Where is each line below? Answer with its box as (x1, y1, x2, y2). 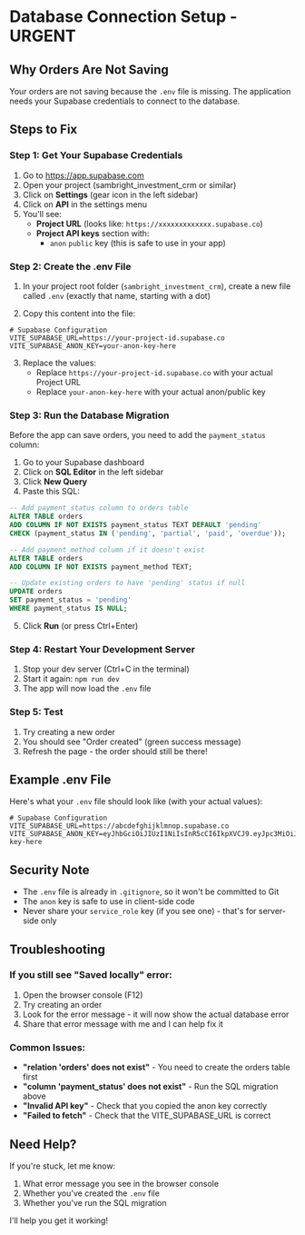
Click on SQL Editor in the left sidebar (22, 466, 164, 478)
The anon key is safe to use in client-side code (22, 896, 195, 907)
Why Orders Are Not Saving (9, 62, 170, 77)
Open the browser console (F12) (22, 989, 143, 1001)
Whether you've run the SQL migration (22, 1197, 167, 1208)
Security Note (9, 862, 90, 878)
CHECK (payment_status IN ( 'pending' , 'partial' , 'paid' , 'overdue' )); (9, 529, 286, 538)
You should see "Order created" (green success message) (22, 736, 242, 747)
